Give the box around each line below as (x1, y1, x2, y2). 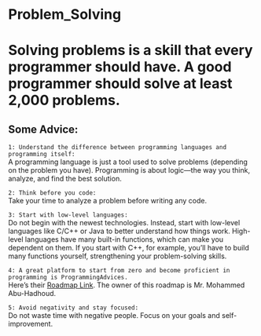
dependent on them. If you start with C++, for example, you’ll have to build (8, 243, 250, 253)
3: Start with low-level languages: (8, 211, 128, 219)
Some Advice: (8, 122, 79, 136)
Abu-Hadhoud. (8, 289, 57, 298)
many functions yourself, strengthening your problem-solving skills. (8, 251, 227, 261)
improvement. (8, 320, 53, 329)
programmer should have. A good (8, 58, 232, 76)
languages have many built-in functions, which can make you (24, 235, 224, 244)
